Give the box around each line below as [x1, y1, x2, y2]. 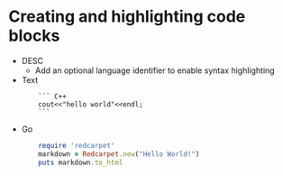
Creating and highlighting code [8, 6, 246, 27]
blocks [8, 25, 60, 46]
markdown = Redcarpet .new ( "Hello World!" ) [38, 149, 200, 159]
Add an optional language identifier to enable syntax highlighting [34, 65, 276, 76]
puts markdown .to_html [38, 158, 123, 167]
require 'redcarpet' [38, 141, 115, 150]
